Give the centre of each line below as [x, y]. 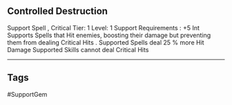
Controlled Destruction [58, 11]
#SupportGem [27, 94]
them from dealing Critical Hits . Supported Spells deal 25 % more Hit [106, 42]
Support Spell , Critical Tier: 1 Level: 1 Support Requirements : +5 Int [104, 27]
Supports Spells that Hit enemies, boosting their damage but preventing [109, 35]
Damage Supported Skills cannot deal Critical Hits [78, 49]
